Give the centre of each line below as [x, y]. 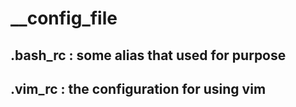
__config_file [64, 18]
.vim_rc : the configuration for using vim [138, 88]
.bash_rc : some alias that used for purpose [148, 55]
